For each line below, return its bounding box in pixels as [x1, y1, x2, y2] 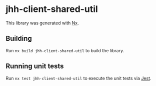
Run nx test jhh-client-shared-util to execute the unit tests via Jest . [5, 75, 151, 81]
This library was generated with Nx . [5, 20, 79, 26]
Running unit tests [5, 62, 64, 71]
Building [5, 34, 32, 43]
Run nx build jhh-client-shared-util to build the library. [5, 47, 124, 53]
